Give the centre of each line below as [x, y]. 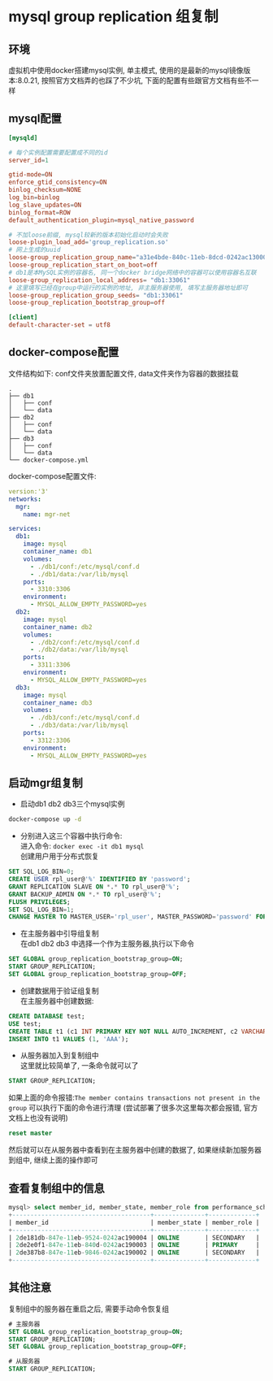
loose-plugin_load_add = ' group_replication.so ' [89, 242]
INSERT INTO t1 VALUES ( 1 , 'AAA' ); [69, 1039]
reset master [30, 1133]
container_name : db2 [58, 627]
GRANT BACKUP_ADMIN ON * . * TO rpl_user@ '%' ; [85, 894]
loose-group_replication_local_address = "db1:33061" [100, 280]
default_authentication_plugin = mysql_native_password [102, 220]
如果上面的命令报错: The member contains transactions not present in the [134, 1097]
